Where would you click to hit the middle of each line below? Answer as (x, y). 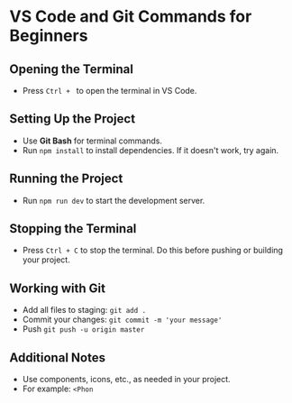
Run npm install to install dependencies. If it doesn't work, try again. (151, 150)
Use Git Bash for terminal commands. (92, 141)
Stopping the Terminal (73, 229)
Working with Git (58, 288)
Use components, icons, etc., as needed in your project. (127, 380)
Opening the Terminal (71, 69)
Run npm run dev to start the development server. (114, 200)
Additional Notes (58, 357)
